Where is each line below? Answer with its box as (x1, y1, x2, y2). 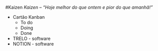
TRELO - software (12, 35, 51, 41)
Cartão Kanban (12, 14, 45, 20)
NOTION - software (12, 41, 54, 47)
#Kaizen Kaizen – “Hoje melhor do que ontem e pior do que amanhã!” (5, 5, 153, 10)
